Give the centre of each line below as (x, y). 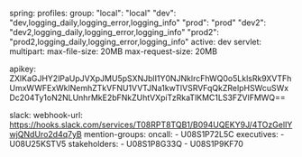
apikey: (23, 69)
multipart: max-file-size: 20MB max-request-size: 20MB (114, 51)
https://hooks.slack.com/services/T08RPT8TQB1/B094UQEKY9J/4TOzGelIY (151, 125)
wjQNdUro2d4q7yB (46, 134)
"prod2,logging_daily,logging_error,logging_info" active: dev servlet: (136, 42)
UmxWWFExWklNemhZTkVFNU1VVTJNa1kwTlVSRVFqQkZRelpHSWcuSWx (149, 88)
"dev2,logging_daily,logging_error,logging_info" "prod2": (114, 32)
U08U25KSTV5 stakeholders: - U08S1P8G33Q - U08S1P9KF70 (126, 144)
